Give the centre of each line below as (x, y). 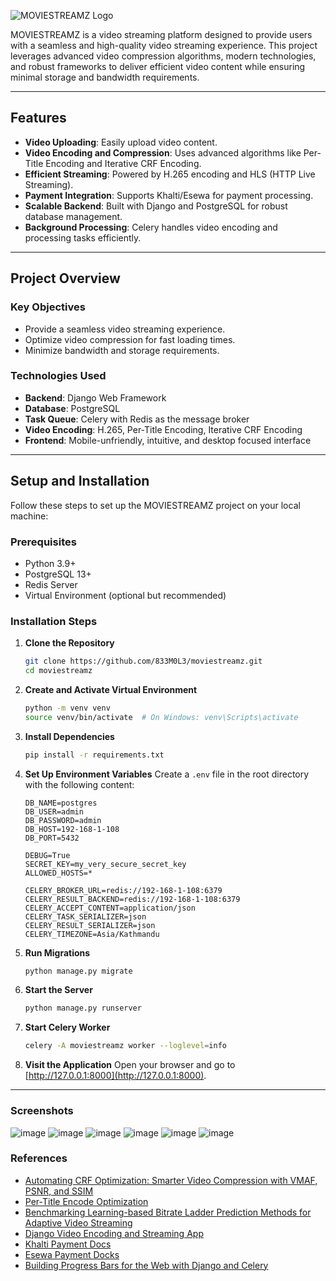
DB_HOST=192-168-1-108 (72, 829)
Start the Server (58, 990)
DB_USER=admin (54, 811)
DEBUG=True (47, 855)
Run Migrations (57, 952)
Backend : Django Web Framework (95, 397)
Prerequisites (43, 542)
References (39, 1158)
